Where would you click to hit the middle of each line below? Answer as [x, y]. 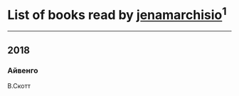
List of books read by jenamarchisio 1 [117, 14]
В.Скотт [19, 85]
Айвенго [23, 70]
